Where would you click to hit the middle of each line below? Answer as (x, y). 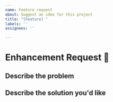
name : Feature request (29, 10)
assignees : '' (20, 28)
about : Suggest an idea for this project (49, 14)
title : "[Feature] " (27, 19)
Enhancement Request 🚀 (57, 57)
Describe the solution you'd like (55, 93)
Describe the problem (39, 76)
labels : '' (16, 24)
